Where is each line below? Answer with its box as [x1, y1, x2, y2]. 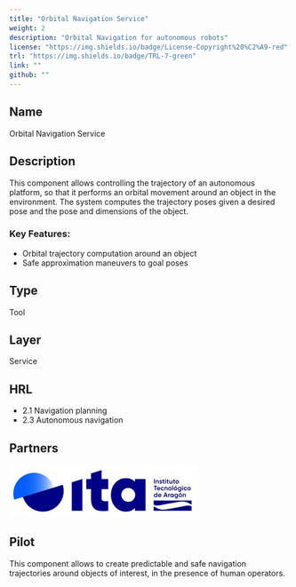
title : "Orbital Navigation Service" [9, 14, 149, 23]
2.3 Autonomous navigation [21, 415, 124, 425]
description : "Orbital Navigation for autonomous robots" [9, 33, 228, 42]
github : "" [9, 71, 50, 80]
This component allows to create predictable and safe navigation [9, 558, 247, 568]
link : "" [9, 61, 42, 70]
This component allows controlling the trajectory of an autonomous [9, 178, 255, 188]
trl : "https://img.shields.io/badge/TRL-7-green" [9, 52, 197, 61]
